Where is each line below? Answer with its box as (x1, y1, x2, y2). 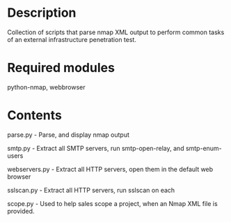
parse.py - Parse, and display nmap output (7, 131, 130, 139)
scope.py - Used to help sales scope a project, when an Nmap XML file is (7, 199, 218, 207)
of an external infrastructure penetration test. (7, 35, 137, 43)
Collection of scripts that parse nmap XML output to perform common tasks (7, 28, 225, 36)
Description (7, 5, 77, 21)
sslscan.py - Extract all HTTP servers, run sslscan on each (7, 186, 175, 194)
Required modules (7, 60, 115, 76)
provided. (7, 207, 35, 215)
